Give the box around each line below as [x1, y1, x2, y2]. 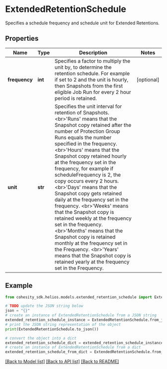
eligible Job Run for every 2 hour [54, 89, 131, 95]
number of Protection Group [54, 128, 120, 135]
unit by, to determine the [54, 64, 112, 71]
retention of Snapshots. [54, 109, 109, 116]
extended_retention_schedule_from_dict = [5, 350, 92, 355]
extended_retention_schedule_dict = [5, 340, 81, 345]
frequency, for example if [54, 165, 113, 172]
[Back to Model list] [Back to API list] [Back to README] [5, 359, 119, 365]
